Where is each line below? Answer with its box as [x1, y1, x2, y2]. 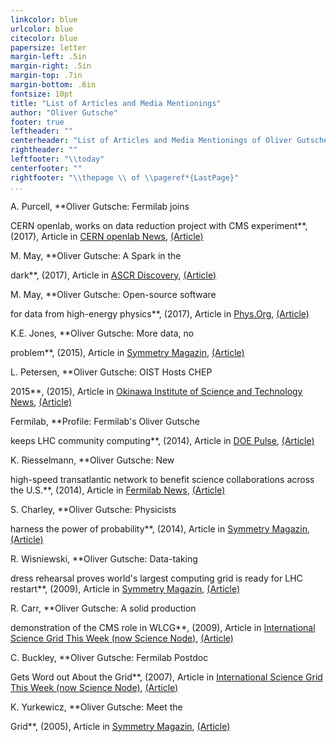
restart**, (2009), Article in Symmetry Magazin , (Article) [10, 582, 241, 595]
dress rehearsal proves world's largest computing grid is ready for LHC [10, 572, 303, 584]
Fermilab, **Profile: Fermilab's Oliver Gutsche [10, 415, 200, 427]
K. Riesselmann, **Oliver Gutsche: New [10, 454, 175, 466]
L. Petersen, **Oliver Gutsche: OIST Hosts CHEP [10, 366, 213, 378]
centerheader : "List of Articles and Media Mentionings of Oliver [10, 136, 293, 146]
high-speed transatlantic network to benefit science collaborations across [10, 473, 315, 485]
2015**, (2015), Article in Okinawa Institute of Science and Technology [10, 385, 303, 397]
